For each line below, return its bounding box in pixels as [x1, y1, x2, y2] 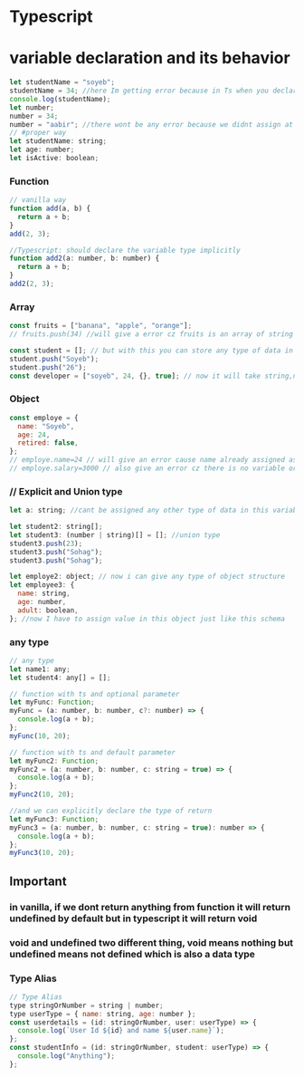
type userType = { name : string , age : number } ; [9, 1009, 196, 1018]
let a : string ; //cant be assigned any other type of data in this [9, 505, 270, 515]
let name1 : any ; [9, 664, 71, 674]
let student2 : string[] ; [9, 523, 103, 532]
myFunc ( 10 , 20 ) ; [9, 731, 71, 740]
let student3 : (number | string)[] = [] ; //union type [9, 530, 221, 540]
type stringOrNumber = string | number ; [9, 1001, 165, 1010]
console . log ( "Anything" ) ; [17, 1052, 116, 1061]
